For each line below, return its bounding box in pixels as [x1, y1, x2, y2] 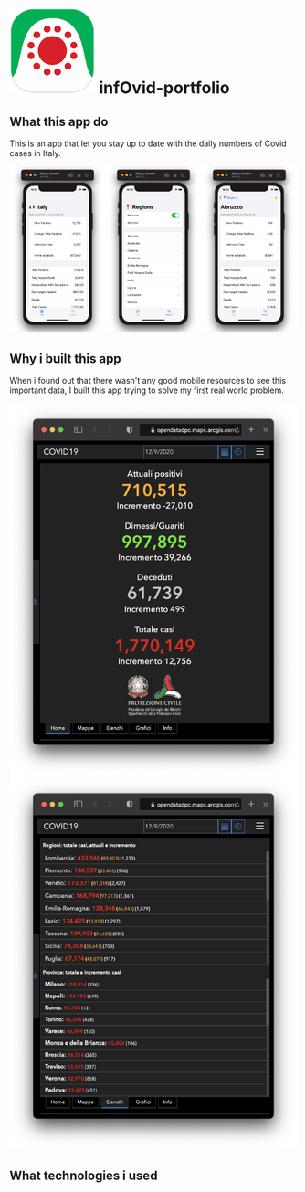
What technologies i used [9, 1167, 158, 1183]
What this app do [9, 113, 109, 130]
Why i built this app [9, 351, 121, 366]
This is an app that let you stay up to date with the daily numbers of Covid [9, 138, 287, 149]
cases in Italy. [9, 148, 61, 158]
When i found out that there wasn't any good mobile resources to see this [9, 375, 286, 386]
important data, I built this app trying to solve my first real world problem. [9, 385, 285, 396]
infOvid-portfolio [99, 78, 230, 99]
